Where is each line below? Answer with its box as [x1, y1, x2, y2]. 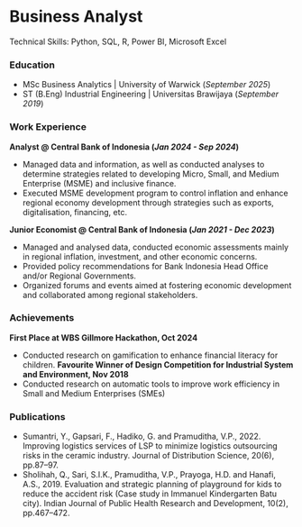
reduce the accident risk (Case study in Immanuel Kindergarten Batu [22, 488, 278, 499]
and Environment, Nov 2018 [22, 368, 129, 379]
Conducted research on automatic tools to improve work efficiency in [22, 378, 280, 389]
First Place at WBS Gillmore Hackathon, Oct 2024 [9, 332, 198, 343]
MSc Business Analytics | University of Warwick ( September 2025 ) [22, 79, 271, 90]
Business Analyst [9, 6, 143, 27]
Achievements [9, 312, 75, 324]
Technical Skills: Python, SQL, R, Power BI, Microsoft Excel [9, 36, 227, 47]
